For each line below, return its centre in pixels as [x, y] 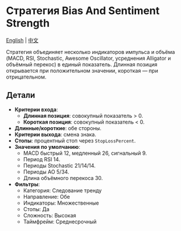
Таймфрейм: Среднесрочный [60, 222]
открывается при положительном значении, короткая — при [82, 70]
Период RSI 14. [41, 159]
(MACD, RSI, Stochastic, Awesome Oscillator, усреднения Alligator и [88, 58]
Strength [28, 23]
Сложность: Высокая [50, 215]
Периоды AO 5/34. [46, 172]
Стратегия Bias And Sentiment [83, 11]
